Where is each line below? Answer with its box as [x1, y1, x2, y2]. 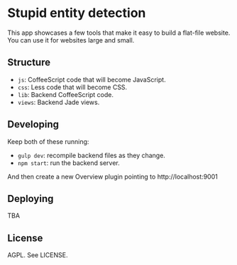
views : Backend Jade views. [17, 98, 100, 106]
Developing [7, 118, 59, 130]
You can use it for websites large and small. [7, 35, 135, 44]
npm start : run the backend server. [17, 158, 121, 167]
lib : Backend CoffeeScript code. [17, 90, 114, 98]
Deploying [7, 193, 54, 205]
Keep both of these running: [7, 137, 89, 146]
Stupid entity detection [7, 5, 146, 21]
